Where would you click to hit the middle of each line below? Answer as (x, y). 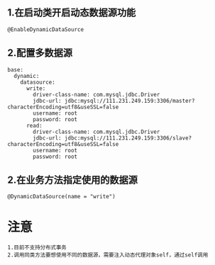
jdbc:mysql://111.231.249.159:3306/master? (129, 101)
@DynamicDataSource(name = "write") (61, 197)
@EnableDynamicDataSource (45, 29)
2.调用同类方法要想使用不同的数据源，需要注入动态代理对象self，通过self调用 (108, 255)
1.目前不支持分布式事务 (37, 248)
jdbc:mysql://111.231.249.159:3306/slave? (128, 138)
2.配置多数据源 (40, 53)
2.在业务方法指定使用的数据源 (73, 180)
